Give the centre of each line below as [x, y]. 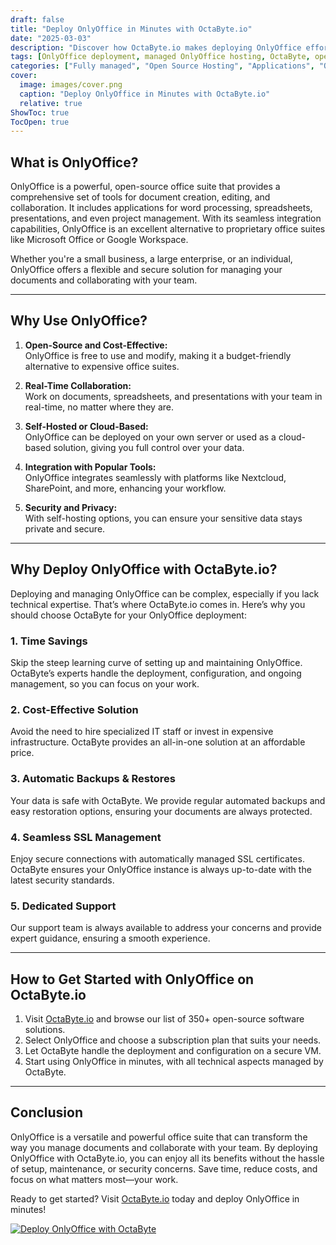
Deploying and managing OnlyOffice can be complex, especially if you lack [165, 593]
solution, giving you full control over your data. [149, 447]
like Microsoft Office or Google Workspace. [99, 240]
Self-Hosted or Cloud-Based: [86, 426]
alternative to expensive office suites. [102, 366]
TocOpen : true [40, 122]
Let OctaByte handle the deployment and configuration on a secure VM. [173, 1050]
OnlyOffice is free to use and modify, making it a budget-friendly [158, 355]
